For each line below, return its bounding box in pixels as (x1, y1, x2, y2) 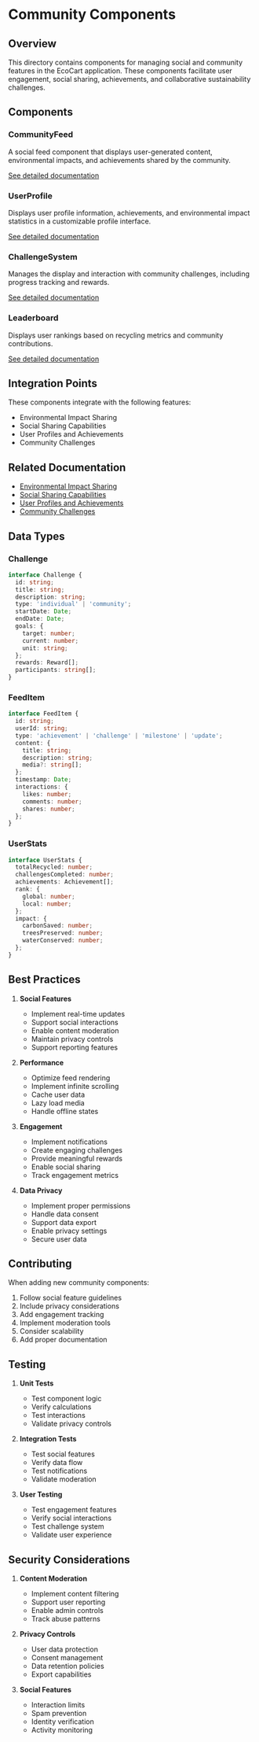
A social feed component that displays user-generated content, (8, 147, 213, 157)
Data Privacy (19, 1186, 63, 1195)
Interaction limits (31, 1700, 86, 1710)
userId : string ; (15, 725, 68, 733)
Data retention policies (31, 1662, 104, 1671)
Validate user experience (31, 1530, 112, 1540)
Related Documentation (8, 460, 126, 474)
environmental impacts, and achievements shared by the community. (8, 155, 232, 164)
